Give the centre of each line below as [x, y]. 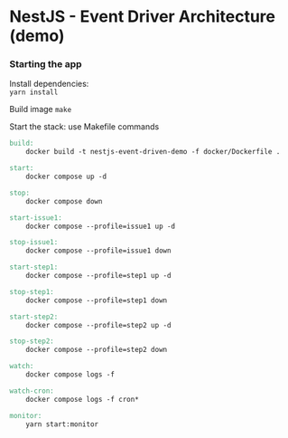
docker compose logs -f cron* [83, 399]
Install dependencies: [49, 84]
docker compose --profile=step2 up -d [98, 325]
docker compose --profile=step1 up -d [98, 276]
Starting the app [46, 64]
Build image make [41, 109]
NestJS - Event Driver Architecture [142, 17]
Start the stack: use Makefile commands [84, 127]
